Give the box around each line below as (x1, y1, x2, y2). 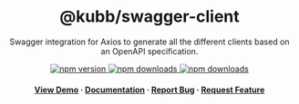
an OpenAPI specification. (100, 45, 199, 56)
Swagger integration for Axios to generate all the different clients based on (9, 36, 290, 47)
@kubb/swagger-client (59, 6, 240, 27)
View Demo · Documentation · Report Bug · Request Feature (34, 84, 265, 95)
